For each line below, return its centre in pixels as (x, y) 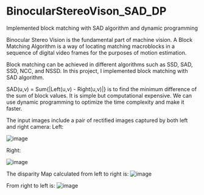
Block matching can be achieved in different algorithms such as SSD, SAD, (100, 64)
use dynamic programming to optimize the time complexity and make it (95, 102)
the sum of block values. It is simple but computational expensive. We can (99, 95)
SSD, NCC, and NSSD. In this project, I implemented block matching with (97, 70)
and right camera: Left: (35, 126)
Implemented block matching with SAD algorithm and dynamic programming (102, 28)
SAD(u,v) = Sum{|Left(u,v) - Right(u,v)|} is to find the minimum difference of (101, 89)
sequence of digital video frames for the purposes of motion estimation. (97, 52)
